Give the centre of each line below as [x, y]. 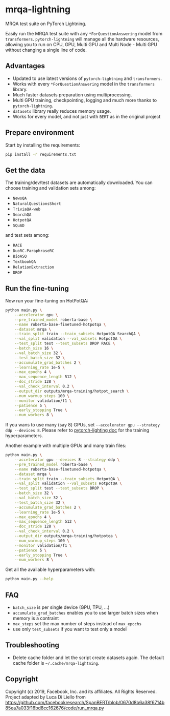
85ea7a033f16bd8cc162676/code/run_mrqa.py [55, 708]
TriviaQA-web [27, 209]
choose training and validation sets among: [51, 188]
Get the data [25, 170]
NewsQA [20, 198]
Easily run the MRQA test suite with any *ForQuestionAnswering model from [84, 33]
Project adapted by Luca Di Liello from [45, 697]
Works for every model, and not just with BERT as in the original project [87, 116]
